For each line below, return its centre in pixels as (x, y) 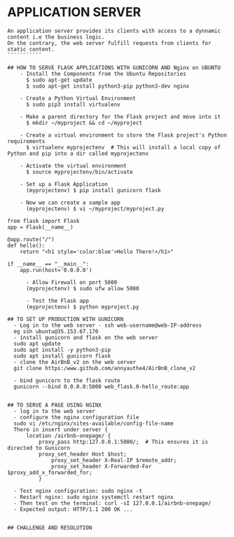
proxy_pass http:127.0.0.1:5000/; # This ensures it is (123, 442)
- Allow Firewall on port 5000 (71, 282)
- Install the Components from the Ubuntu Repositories (103, 74)
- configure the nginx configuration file (76, 417)
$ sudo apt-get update (59, 80)
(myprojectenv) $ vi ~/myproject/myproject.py (95, 209)
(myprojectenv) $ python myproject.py (82, 307)
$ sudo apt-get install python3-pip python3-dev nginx (108, 86)
